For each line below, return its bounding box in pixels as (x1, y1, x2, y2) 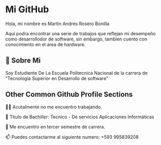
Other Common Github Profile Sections (5, 90, 133, 99)
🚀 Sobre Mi (5, 56, 41, 65)
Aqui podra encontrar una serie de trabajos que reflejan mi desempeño (5, 30, 156, 36)
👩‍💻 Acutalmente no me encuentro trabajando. (5, 103, 102, 110)
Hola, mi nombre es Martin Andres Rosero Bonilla (5, 20, 110, 27)
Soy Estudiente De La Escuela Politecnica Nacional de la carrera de (5, 70, 148, 76)
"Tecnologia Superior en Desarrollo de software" (5, 75, 109, 81)
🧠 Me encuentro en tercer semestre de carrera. (5, 123, 105, 130)
